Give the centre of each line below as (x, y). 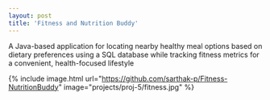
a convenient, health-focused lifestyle (71, 63)
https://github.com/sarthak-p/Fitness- (165, 78)
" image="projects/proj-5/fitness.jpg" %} (127, 87)
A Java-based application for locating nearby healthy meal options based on (135, 46)
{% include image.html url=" (55, 78)
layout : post (30, 16)
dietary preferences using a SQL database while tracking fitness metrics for (134, 54)
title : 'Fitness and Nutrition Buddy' (73, 23)
